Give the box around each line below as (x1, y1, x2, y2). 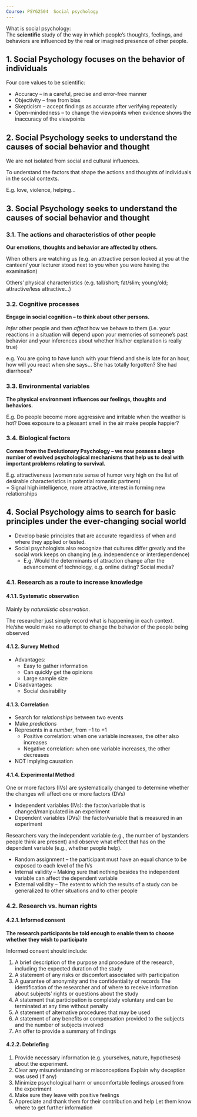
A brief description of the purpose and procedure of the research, (14, 959, 175, 966)
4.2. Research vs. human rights (6, 902, 98, 910)
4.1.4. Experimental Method (6, 771, 75, 778)
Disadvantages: (14, 681, 53, 688)
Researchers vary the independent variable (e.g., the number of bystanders (6, 832, 189, 839)
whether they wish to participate (6, 936, 88, 943)
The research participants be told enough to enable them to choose (6, 929, 175, 936)
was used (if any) (14, 1072, 57, 1080)
